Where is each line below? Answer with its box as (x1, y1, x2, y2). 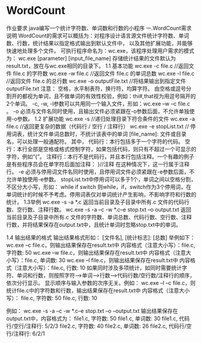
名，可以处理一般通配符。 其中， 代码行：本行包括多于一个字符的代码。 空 (6, 137, 191, 145)
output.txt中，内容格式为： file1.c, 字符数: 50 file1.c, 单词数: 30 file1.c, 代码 (6, 315, 190, 322)
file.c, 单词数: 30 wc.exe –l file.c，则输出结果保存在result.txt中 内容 (24, 256, 191, 264)
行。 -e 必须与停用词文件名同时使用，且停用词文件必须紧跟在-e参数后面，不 (6, 168, 195, 175)
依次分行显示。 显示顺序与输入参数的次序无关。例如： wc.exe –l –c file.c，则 (6, 279, 196, 286)
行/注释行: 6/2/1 (6, 330, 45, 337)
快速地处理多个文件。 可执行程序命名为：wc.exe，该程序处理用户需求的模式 (6, 47, 195, 54)
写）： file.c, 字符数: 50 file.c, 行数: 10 (6, 294, 98, 301)
